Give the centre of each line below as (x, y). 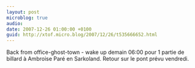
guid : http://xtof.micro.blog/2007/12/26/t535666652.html (82, 35)
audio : (15, 23)
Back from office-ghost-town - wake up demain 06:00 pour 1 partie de (95, 52)
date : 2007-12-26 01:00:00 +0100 (49, 29)
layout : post (23, 12)
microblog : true (27, 18)
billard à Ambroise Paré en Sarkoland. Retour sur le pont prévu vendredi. (98, 59)
